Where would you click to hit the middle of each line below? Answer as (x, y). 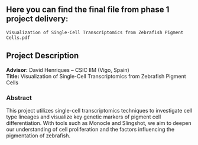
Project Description (43, 56)
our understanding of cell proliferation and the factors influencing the (90, 129)
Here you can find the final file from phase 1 (88, 10)
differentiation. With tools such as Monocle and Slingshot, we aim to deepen (99, 123)
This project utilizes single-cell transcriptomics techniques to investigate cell (99, 110)
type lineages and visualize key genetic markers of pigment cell (84, 117)
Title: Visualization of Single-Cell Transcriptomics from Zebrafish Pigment (96, 76)
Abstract (19, 98)
